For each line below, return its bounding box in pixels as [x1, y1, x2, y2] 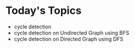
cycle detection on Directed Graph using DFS [14, 35, 124, 42]
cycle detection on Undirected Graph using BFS [14, 29, 130, 36]
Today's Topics [5, 4, 82, 17]
